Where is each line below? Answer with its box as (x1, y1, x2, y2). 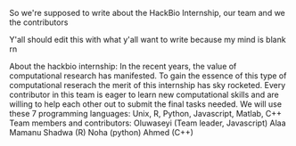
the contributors (9, 17, 69, 28)
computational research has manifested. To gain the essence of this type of (9, 70, 287, 81)
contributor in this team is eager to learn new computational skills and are (9, 89, 279, 100)
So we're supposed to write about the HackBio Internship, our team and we (9, 8, 285, 18)
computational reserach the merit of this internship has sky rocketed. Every (9, 80, 286, 90)
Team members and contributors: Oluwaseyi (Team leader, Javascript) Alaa (9, 118, 287, 128)
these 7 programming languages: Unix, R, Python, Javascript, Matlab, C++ (9, 109, 283, 118)
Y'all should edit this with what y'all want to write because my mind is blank (9, 35, 287, 45)
